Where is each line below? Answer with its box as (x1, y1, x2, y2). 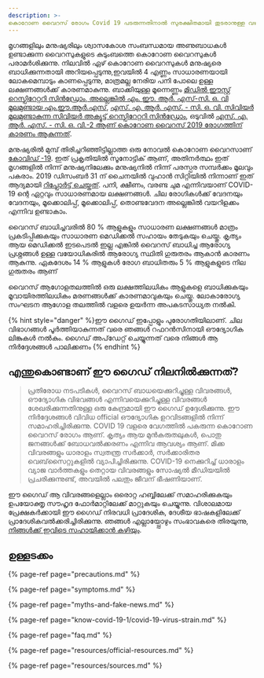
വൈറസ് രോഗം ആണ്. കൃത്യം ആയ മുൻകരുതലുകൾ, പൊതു (27, 430, 222, 440)
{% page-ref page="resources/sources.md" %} (8, 661, 163, 670)
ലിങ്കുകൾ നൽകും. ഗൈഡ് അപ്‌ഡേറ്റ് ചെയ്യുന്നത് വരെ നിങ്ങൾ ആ (8, 333, 218, 343)
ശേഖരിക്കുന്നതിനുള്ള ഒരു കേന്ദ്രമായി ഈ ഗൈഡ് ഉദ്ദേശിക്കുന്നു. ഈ (27, 404, 240, 413)
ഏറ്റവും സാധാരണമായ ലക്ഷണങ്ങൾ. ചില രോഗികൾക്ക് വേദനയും (31, 189, 243, 198)
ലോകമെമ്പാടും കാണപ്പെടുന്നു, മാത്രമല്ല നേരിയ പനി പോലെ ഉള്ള (8, 75, 214, 85)
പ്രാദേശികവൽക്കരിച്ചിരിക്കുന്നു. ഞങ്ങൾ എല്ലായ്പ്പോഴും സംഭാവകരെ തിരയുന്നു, (8, 516, 249, 526)
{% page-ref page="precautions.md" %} (8, 570, 140, 579)
